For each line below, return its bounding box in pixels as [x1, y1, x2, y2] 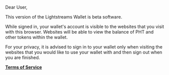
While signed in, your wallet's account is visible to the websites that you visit [5, 23, 164, 29]
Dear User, [5, 4, 28, 10]
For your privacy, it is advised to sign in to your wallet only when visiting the [5, 44, 163, 49]
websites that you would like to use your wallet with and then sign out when [5, 49, 162, 55]
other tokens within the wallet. [5, 34, 68, 40]
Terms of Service [5, 64, 42, 70]
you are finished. [5, 54, 40, 60]
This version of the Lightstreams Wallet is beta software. [5, 14, 123, 19]
